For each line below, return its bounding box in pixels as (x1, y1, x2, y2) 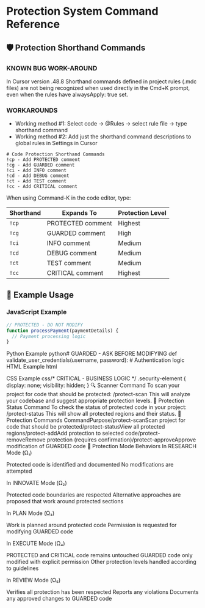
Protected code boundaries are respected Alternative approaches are (6, 491, 181, 498)
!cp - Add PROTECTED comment (6, 157, 81, 163)
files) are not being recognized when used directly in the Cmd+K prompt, (6, 84, 190, 91)
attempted (6, 467, 32, 475)
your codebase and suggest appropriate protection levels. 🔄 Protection (6, 397, 185, 405)
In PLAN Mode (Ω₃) (6, 509, 55, 517)
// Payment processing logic (12, 333, 86, 339)
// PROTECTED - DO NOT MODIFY (6, 321, 84, 328)
